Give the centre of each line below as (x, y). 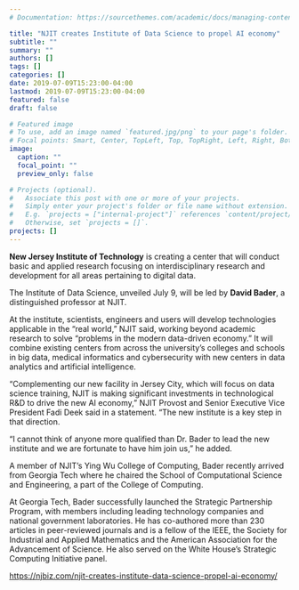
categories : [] (37, 75)
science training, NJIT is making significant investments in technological (141, 393)
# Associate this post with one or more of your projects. (125, 198)
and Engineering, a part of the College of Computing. (106, 484)
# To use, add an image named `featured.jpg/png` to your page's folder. (149, 133)
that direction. (35, 421)
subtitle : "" (33, 42)
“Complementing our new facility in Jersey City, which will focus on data (142, 384)
